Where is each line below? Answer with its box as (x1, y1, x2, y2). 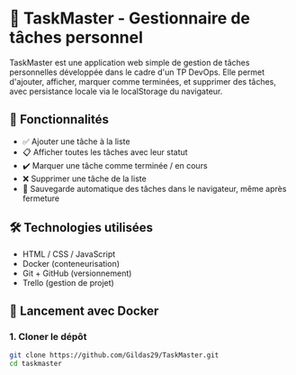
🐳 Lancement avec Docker (9, 303, 159, 318)
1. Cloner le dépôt (9, 330, 87, 343)
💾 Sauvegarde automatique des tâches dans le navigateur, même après (22, 183, 287, 194)
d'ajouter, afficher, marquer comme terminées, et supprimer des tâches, (9, 76, 277, 87)
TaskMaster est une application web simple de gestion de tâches (9, 57, 250, 68)
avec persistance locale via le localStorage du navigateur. (9, 86, 223, 96)
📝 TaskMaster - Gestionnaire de (9, 8, 250, 29)
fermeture (22, 193, 60, 204)
